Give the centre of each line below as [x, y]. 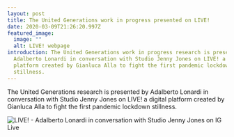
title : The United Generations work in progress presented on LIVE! [109, 20]
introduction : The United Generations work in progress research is [109, 53]
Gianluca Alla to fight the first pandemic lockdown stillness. [92, 106]
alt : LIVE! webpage [42, 46]
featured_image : [31, 33]
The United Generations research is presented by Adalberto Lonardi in [108, 92]
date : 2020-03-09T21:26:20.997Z [54, 26]
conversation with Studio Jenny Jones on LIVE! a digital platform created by [116, 99]
